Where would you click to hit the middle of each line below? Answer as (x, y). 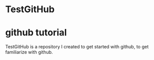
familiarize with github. (29, 52)
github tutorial (36, 33)
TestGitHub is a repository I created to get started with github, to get (77, 47)
